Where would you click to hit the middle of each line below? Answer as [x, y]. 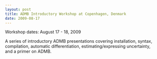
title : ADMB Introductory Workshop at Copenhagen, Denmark [66, 14]
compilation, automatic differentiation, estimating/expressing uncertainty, [78, 47]
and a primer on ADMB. [28, 51]
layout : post [18, 9]
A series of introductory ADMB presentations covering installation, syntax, [79, 41]
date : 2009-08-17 [22, 18]
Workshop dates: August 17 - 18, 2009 [43, 32]
